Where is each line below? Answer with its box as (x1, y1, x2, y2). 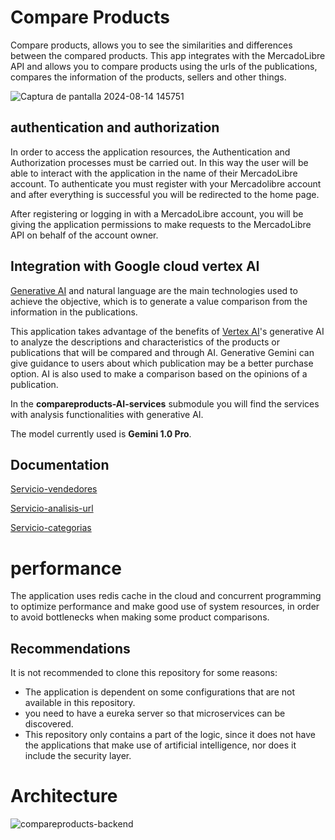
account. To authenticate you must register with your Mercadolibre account (10, 177, 322, 190)
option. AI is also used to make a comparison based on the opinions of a (10, 367, 308, 380)
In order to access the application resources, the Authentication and (10, 146, 291, 158)
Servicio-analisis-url (10, 502, 94, 515)
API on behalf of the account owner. (10, 229, 159, 241)
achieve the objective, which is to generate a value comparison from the (10, 295, 308, 307)
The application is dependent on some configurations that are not (24, 686, 295, 698)
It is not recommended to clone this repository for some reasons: (10, 667, 278, 679)
